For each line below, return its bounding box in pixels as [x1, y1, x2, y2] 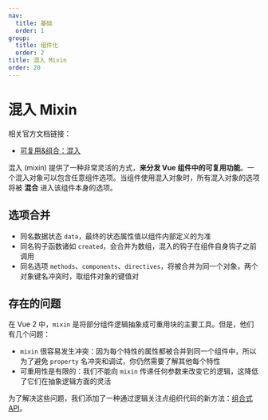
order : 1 [15, 26, 45, 34]
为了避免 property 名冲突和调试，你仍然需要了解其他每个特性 [19, 357, 221, 366]
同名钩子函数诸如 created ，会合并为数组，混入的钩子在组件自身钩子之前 [19, 241, 257, 250]
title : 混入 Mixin [8, 57, 67, 65]
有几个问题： [8, 330, 50, 339]
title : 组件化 [15, 42, 59, 50]
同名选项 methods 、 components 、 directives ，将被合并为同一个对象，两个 [19, 261, 259, 270]
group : [8, 34, 30, 42]
